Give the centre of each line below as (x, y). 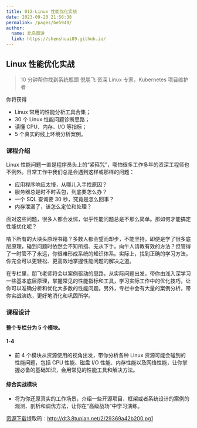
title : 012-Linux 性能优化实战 (42, 11)
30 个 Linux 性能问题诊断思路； (52, 119)
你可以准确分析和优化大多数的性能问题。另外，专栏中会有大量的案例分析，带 (98, 288)
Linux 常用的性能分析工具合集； (53, 112)
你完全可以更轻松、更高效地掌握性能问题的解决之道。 (70, 261)
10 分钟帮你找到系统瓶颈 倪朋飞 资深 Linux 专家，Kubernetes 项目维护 (104, 79)
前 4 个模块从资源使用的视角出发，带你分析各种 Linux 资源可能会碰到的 (100, 355)
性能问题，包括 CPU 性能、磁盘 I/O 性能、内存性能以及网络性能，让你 (98, 362)
